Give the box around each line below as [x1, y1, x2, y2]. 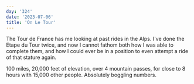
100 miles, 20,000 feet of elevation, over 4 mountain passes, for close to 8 [6, 65, 186, 72]
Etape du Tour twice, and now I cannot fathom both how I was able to [6, 41, 174, 48]
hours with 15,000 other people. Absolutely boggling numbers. [6, 71, 157, 79]
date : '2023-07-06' [6, 14, 54, 20]
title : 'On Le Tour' [6, 19, 57, 25]
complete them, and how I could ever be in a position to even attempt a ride [6, 48, 189, 55]
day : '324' [6, 8, 33, 15]
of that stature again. [6, 54, 57, 61]
